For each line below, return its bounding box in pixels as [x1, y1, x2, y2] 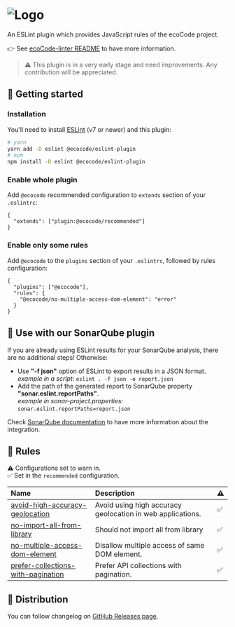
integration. [7, 425, 41, 433]
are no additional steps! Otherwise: [7, 353, 108, 361]
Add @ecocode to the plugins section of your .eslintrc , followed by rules [7, 256, 215, 264]
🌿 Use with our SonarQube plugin [7, 327, 155, 339]
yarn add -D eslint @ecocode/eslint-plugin [7, 145, 136, 152]
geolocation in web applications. [94, 509, 201, 519]
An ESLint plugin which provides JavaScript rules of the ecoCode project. [7, 30, 219, 39]
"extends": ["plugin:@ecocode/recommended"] [13, 218, 145, 225]
